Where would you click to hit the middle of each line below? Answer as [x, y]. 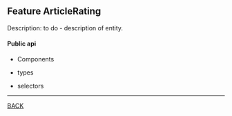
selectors [30, 86]
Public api [22, 43]
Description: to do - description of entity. [65, 28]
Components [36, 59]
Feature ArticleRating [54, 11]
